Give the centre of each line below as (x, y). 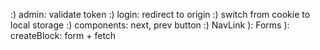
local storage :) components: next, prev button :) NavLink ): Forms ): (150, 25)
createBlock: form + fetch (63, 35)
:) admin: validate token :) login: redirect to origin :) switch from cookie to (160, 14)
